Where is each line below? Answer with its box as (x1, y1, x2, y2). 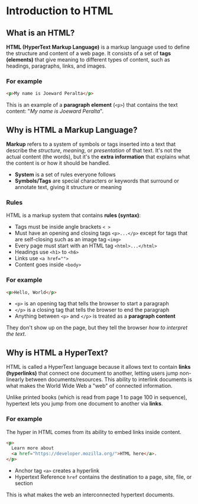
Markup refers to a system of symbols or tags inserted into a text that (6, 141, 176, 148)
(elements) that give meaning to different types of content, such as (6, 56, 170, 63)
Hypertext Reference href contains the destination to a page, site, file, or (14, 473, 192, 481)
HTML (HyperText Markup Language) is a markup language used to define (6, 43, 190, 50)
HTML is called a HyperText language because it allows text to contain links (6, 363, 191, 371)
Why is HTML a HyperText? (6, 347, 108, 358)
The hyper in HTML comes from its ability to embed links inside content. (6, 428, 182, 435)
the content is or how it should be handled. (6, 159, 111, 167)
